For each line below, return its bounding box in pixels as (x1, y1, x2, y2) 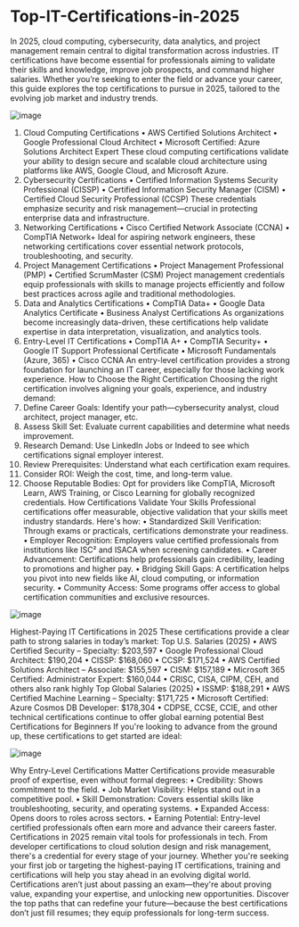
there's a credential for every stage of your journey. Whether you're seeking (10, 850, 289, 861)
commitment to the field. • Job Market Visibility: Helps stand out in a (10, 783, 261, 795)
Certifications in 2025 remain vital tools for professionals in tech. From (10, 832, 268, 842)
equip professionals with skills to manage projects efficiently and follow (22, 278, 286, 289)
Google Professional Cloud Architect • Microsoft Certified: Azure (22, 137, 261, 147)
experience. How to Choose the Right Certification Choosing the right (22, 373, 279, 385)
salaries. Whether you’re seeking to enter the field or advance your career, (10, 73, 283, 84)
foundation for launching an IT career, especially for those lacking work (22, 364, 285, 375)
